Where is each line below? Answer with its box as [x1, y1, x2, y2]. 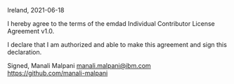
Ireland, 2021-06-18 [7, 6, 65, 14]
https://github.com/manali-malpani [7, 69, 108, 77]
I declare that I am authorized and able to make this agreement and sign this [7, 41, 227, 48]
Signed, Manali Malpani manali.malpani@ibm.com [7, 62, 151, 69]
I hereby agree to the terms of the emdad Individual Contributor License [7, 20, 216, 27]
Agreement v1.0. [7, 27, 55, 35]
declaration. [7, 48, 42, 56]
